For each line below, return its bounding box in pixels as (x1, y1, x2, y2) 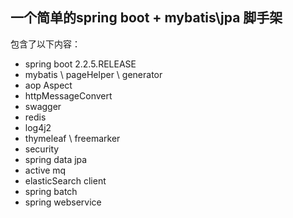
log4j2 (24, 121, 52, 133)
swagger (24, 100, 62, 112)
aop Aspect (24, 79, 73, 91)
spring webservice (24, 196, 102, 208)
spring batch (24, 185, 78, 197)
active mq (24, 164, 67, 176)
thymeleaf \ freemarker (24, 132, 121, 144)
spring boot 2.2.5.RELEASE (24, 58, 137, 70)
